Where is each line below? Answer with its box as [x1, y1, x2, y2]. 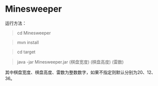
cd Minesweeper [17, 30, 51, 36]
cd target [17, 49, 36, 55]
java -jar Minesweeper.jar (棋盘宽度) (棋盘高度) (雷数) [17, 59, 124, 64]
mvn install [17, 39, 39, 45]
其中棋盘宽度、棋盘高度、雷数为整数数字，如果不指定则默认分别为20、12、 [5, 69, 156, 75]
